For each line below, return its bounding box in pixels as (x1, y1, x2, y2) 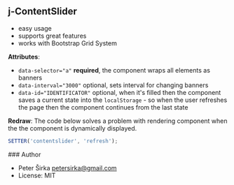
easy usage (18, 24, 52, 32)
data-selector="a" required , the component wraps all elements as (18, 66, 211, 74)
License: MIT (18, 171, 56, 179)
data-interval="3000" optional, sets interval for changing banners (18, 80, 209, 89)
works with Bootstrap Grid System (18, 38, 118, 47)
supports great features (18, 31, 87, 40)
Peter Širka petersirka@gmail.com (18, 163, 118, 172)
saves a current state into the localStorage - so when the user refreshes (18, 96, 228, 104)
